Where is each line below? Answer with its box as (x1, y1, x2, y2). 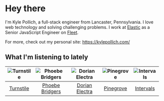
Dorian (77, 81, 92, 88)
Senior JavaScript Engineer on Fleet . (5, 29, 79, 35)
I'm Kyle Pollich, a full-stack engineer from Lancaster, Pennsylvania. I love (5, 19, 154, 25)
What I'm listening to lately (5, 53, 88, 61)
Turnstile (9, 85, 29, 92)
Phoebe (42, 81, 60, 88)
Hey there (5, 3, 46, 14)
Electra (76, 88, 93, 95)
